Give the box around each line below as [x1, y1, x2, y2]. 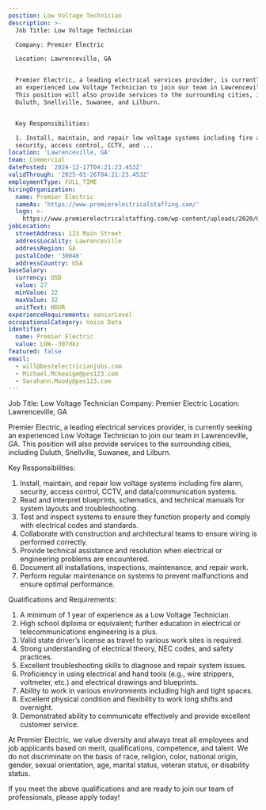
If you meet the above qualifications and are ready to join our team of [8, 784, 234, 793]
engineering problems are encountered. [19, 554, 150, 564]
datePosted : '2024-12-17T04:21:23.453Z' [8, 163, 144, 171]
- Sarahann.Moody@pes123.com [15, 377, 112, 385]
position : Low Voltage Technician [8, 11, 123, 20]
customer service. [19, 720, 79, 729]
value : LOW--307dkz [15, 340, 80, 349]
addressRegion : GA [15, 244, 77, 252]
